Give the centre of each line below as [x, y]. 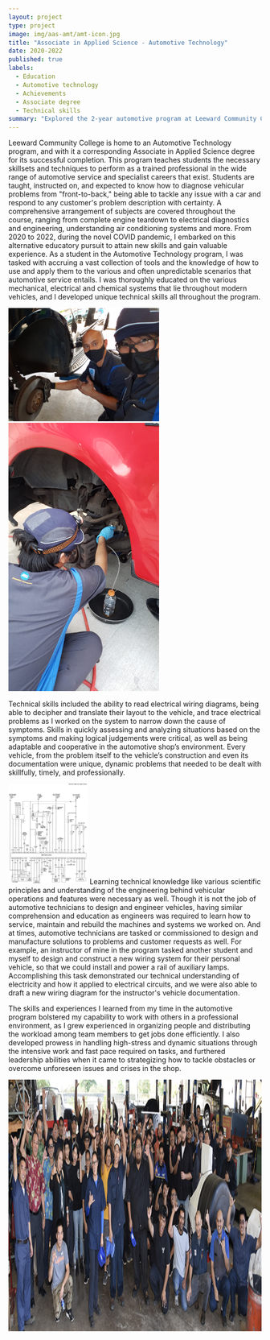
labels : [21, 68]
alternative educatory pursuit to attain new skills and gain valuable [118, 246]
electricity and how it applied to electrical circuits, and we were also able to [133, 984]
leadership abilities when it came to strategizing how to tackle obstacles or [132, 1060]
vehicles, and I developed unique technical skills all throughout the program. [135, 297]
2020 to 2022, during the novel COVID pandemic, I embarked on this [122, 237]
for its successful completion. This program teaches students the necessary [135, 160]
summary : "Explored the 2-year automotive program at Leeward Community [133, 119]
